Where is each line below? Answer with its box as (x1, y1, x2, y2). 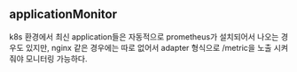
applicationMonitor (9, 7, 118, 22)
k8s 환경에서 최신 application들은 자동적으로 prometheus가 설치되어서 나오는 (9, 31, 279, 42)
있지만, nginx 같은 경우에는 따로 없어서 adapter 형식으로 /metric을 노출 (25, 42, 272, 53)
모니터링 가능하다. (25, 53, 88, 64)
